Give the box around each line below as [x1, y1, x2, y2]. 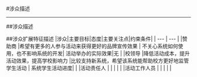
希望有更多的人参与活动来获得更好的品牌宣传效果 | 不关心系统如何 [19, 43, 179, 50]
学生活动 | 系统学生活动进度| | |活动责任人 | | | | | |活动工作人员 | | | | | [6, 65, 172, 71]
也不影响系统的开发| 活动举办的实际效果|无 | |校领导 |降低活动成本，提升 [16, 50, 191, 57]
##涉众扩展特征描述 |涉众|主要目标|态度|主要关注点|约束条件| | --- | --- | [6, 36, 179, 42]
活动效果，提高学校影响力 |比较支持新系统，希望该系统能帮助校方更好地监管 [6, 57, 189, 64]
